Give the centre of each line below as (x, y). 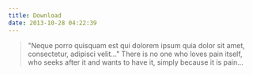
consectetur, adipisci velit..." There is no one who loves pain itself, (135, 54)
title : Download (35, 15)
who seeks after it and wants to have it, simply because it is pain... (135, 62)
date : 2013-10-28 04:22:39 (53, 23)
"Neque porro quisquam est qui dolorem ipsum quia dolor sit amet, (136, 45)
